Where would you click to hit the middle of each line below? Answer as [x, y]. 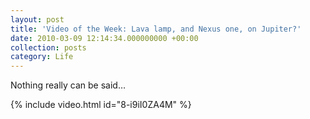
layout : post [37, 19]
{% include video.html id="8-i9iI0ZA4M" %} [101, 105]
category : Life [42, 57]
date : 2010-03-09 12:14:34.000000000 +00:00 [104, 38]
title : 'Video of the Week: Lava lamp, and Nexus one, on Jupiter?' [156, 29]
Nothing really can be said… [68, 85]
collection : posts [48, 47]
